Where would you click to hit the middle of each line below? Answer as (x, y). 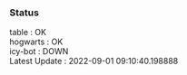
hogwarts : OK (36, 42)
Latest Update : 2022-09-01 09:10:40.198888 (94, 61)
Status (24, 13)
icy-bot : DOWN (39, 52)
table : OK (28, 33)
